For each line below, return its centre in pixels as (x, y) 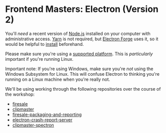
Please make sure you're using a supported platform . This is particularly (79, 54)
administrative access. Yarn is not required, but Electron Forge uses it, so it (82, 39)
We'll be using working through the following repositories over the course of (83, 89)
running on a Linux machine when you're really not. (58, 79)
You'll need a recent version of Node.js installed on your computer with (78, 33)
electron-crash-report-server (42, 120)
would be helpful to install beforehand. (44, 44)
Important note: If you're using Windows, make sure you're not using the (79, 69)
